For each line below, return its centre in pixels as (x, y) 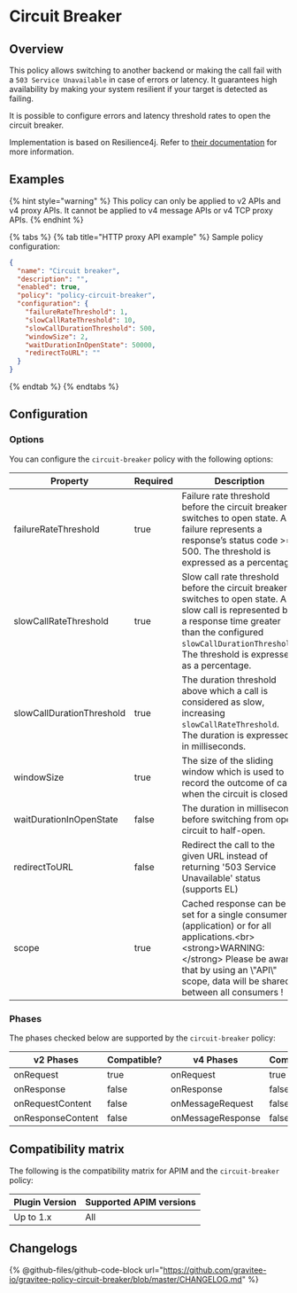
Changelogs (43, 1248)
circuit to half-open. (224, 830)
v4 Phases (216, 1060)
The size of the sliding (228, 760)
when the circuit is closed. (236, 793)
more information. (42, 152)
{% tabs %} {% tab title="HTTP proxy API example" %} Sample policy (136, 237)
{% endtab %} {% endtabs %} (64, 386)
